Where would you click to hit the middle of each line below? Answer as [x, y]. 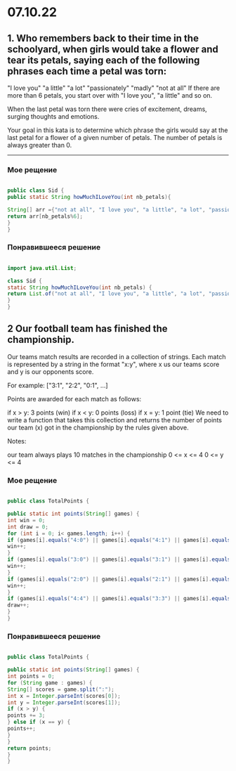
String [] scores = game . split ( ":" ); [61, 689]
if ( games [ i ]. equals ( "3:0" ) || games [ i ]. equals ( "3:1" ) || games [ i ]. [110, 559]
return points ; [29, 748]
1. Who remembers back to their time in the [103, 38]
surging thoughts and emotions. [53, 116]
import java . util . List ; [42, 268]
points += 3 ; [26, 715]
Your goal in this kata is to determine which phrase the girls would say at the [118, 130]
